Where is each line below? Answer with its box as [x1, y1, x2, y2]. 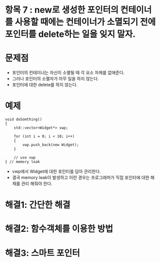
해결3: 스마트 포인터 [5, 247, 80, 259]
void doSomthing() [5, 117, 42, 122]
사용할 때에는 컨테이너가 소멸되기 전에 [15, 16, 156, 28]
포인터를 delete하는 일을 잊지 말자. [5, 29, 136, 40]
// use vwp [14, 155, 36, 160]
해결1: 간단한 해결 [5, 199, 71, 211]
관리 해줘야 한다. [21, 180, 52, 187]
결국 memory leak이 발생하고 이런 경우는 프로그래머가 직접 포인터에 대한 [12, 175, 149, 180]
